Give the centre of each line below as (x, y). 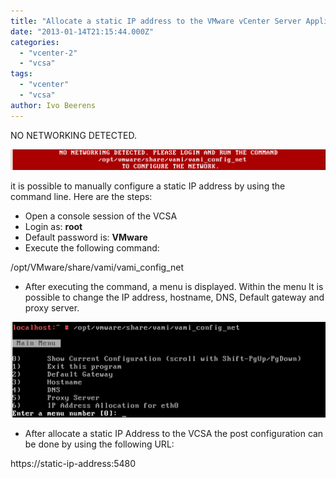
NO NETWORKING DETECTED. (73, 135)
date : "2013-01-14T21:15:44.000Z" (82, 31)
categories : (35, 42)
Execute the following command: (92, 248)
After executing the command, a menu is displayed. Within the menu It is (174, 287)
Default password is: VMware (86, 237)
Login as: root (53, 227)
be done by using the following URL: (99, 444)
